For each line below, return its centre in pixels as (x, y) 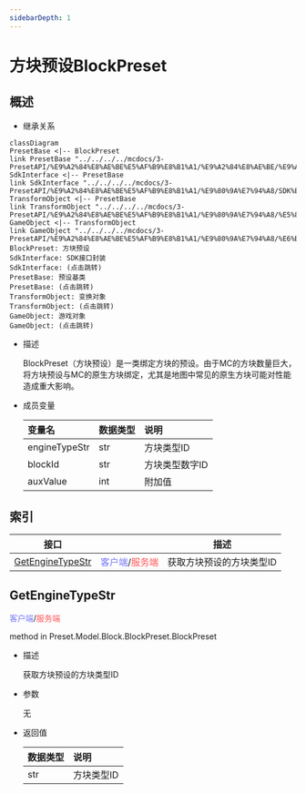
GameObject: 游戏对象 (48, 316)
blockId (43, 463)
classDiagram (34, 143)
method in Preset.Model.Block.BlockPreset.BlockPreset (113, 636)
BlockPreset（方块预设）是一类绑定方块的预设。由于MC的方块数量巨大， (159, 363)
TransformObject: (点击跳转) (62, 306)
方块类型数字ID (176, 464)
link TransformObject (51, 207)
